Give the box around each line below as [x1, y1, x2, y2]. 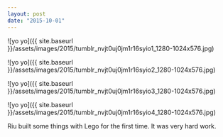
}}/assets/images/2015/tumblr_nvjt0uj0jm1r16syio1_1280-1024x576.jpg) [7, 44, 214, 53]
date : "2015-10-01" [7, 17, 65, 24]
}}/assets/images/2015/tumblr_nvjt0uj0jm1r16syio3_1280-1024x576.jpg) [7, 87, 216, 95]
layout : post [7, 10, 46, 18]
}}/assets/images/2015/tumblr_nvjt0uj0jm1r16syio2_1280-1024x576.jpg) [7, 65, 216, 74]
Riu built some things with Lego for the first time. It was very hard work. [7, 121, 217, 130]
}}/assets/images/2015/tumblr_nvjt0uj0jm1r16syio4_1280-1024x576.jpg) [7, 108, 217, 116]
